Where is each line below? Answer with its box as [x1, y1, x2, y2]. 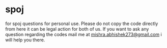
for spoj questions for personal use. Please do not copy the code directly [5, 20, 158, 27]
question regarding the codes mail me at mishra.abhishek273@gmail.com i [5, 31, 162, 37]
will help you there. [5, 37, 45, 43]
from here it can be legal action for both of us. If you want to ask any [5, 26, 149, 32]
